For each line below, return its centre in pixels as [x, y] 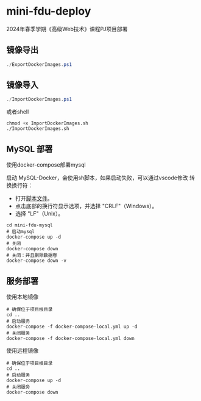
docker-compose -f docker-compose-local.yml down [71, 338]
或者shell [18, 112]
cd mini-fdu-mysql [30, 225]
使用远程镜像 [22, 350]
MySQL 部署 [30, 149]
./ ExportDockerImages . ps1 [39, 64]
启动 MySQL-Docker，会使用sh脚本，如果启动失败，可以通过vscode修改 [97, 178]
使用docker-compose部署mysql [46, 165]
